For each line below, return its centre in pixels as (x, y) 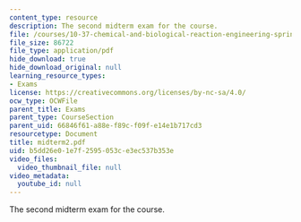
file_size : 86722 (42, 43)
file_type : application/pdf (62, 51)
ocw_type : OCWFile (43, 101)
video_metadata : (39, 175)
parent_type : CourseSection (62, 117)
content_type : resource (54, 17)
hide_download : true (48, 59)
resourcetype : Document (54, 134)
